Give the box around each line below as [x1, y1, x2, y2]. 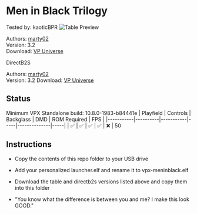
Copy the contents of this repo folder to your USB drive [14, 155, 149, 162]
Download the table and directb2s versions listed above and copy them [14, 178, 188, 185]
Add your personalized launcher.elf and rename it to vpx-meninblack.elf [14, 166, 189, 173]
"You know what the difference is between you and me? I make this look [14, 196, 190, 203]
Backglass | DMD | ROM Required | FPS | [6, 116, 105, 123]
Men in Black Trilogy [6, 4, 108, 18]
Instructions [6, 140, 52, 150]
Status [6, 94, 31, 104]
